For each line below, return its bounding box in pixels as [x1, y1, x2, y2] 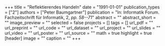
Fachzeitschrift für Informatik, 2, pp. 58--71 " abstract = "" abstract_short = [4, 15, 156, 20]
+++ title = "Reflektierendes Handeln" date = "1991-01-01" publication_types [4, 4, 160, 10]
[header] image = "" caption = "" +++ [4, 35, 81, 41]
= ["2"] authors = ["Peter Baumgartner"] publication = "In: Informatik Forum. [4, 9, 160, 15]
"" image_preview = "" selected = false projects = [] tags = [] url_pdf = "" [4, 20, 154, 25]
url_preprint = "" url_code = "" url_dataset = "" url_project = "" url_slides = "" [4, 25, 161, 31]
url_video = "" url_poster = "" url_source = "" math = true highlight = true [4, 30, 152, 36]
